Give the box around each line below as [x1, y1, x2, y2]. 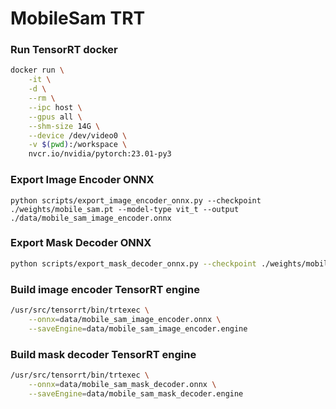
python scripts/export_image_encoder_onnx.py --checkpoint [10, 195, 262, 206]
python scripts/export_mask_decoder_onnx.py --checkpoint [10, 258, 257, 269]
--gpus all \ [28, 112, 83, 122]
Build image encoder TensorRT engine [10, 282, 200, 296]
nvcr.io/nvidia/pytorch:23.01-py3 [28, 149, 172, 159]
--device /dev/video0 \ [28, 130, 128, 141]
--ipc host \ [28, 102, 83, 112]
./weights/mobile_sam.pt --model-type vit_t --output [10, 204, 240, 214]
